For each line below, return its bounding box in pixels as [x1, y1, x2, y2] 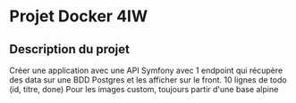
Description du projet [9, 42, 131, 57]
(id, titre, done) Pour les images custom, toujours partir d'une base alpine [9, 84, 279, 94]
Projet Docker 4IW [9, 6, 148, 27]
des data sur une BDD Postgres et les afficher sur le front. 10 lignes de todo [9, 75, 288, 85]
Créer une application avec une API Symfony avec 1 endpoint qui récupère [9, 65, 283, 75]
